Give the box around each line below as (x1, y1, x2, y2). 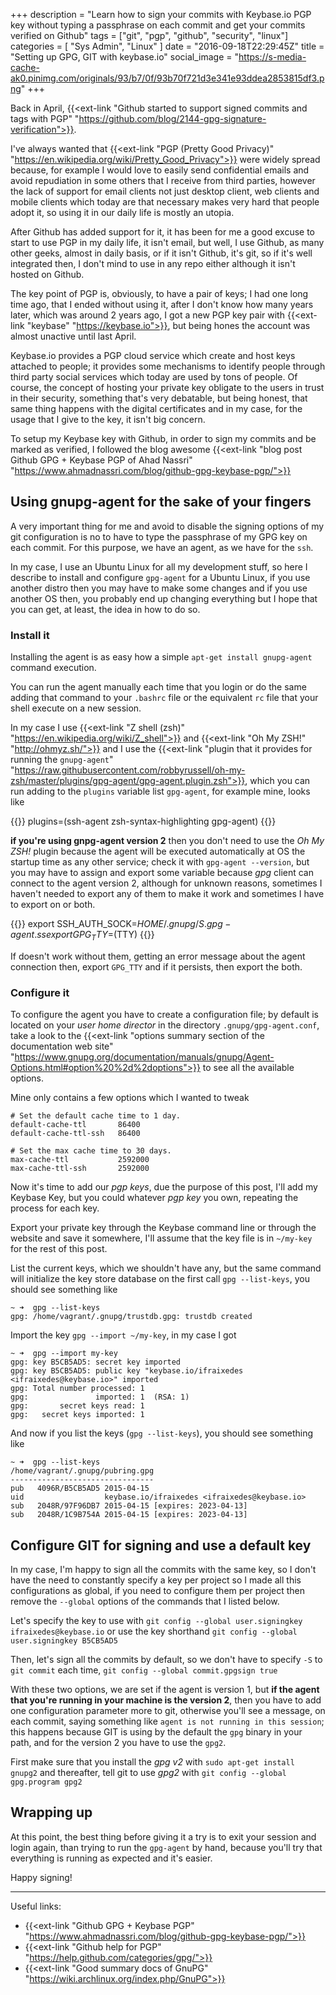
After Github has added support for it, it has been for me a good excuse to (10, 226, 316, 238)
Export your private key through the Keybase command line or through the (10, 1222, 317, 1234)
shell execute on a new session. (10, 702, 142, 714)
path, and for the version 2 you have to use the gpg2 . (10, 1737, 227, 1749)
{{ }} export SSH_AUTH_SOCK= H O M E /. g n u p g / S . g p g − (10, 918, 232, 930)
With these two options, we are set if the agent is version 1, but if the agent (10, 1684, 320, 1696)
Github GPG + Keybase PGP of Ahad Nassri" (10, 454, 193, 466)
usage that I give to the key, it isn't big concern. (10, 414, 206, 425)
